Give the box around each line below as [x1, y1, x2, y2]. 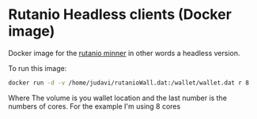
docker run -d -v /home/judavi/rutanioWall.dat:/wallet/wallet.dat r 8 [8, 79, 249, 87]
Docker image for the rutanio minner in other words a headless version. [8, 48, 240, 58]
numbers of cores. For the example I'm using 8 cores [8, 101, 181, 111]
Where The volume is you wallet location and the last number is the [8, 93, 228, 102]
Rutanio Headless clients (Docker [8, 6, 232, 24]
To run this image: [8, 63, 67, 73]
